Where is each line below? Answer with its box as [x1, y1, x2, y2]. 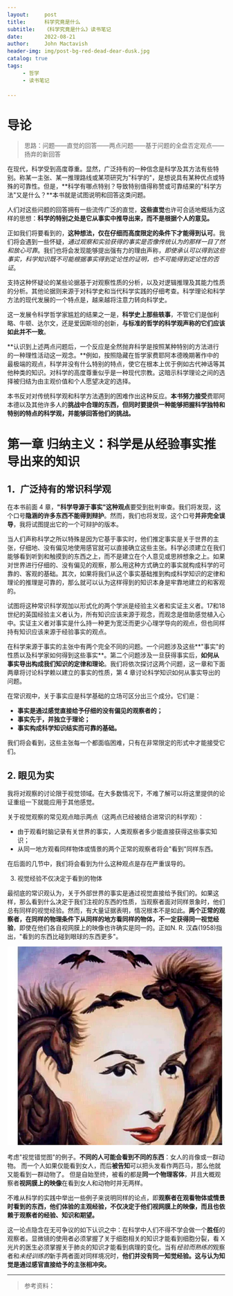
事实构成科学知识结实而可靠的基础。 [17, 724, 121, 732]
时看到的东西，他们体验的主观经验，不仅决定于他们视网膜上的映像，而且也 [7, 1202, 219, 1210]
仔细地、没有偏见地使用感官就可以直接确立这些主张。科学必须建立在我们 [19, 544, 225, 552]
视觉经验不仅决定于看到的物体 [17, 874, 102, 883]
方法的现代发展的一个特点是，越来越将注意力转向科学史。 [7, 295, 171, 304]
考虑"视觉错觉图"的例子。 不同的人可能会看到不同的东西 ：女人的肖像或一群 [7, 1152, 219, 1161]
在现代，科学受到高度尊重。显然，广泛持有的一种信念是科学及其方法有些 [7, 165, 213, 173]
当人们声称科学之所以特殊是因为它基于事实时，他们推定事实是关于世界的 [7, 535, 213, 544]
